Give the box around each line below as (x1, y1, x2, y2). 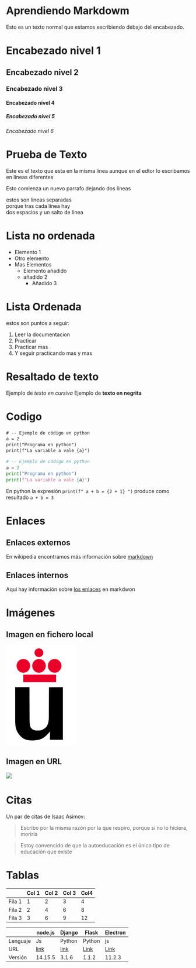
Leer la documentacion (14, 331, 70, 338)
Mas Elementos (14, 261, 52, 268)
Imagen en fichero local (6, 630, 93, 639)
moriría (20, 830, 38, 837)
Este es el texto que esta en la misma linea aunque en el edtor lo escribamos (6, 167, 190, 174)
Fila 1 (8, 898, 22, 905)
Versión (8, 953, 27, 961)
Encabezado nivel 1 (6, 44, 101, 57)
